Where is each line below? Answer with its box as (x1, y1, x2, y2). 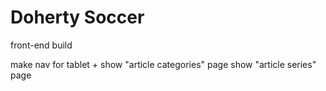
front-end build (10, 39, 73, 51)
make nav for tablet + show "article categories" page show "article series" (10, 58, 317, 70)
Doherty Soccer (10, 6, 145, 29)
